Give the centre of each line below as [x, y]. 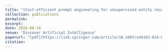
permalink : [16, 19]
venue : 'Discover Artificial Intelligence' [51, 33]
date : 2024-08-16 [23, 28]
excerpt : [14, 24]
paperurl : [15, 38]
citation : [15, 42]
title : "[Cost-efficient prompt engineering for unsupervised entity [79, 10]
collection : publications [32, 14]
